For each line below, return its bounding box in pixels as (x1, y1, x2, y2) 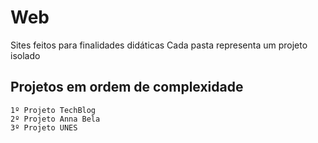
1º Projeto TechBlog (10, 105, 97, 115)
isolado (10, 49, 41, 61)
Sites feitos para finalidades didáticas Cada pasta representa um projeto (10, 39, 308, 51)
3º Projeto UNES (10, 122, 78, 133)
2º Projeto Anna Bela (10, 114, 101, 124)
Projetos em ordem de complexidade (10, 79, 244, 96)
